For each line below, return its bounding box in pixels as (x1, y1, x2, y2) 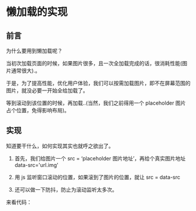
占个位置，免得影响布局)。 (6, 107, 70, 113)
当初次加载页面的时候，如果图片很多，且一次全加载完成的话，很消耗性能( (6, 60, 183, 66)
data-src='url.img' (14, 161, 59, 168)
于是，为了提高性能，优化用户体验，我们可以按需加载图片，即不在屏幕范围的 (6, 80, 191, 86)
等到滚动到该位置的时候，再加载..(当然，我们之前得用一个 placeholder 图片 (6, 99, 186, 106)
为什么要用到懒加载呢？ (6, 48, 63, 54)
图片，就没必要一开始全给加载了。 (6, 87, 88, 94)
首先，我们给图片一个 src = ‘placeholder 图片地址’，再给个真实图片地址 (14, 155, 186, 162)
